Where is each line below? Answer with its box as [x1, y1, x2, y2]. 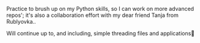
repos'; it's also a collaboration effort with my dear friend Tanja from [6, 12, 179, 19]
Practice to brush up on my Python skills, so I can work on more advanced [6, 5, 194, 12]
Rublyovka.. [6, 18, 36, 25]
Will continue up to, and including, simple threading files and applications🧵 [6, 30, 195, 37]
